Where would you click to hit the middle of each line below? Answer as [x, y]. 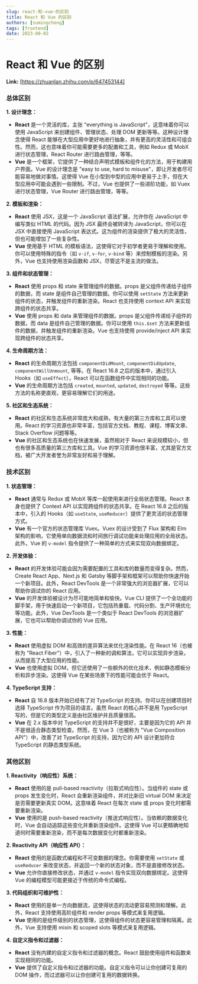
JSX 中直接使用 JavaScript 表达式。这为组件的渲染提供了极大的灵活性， [102, 231]
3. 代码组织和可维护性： [35, 892]
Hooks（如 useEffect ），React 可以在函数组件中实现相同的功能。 [93, 378]
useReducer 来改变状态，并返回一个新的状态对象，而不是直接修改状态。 [101, 865]
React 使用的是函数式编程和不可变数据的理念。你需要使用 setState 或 [99, 858]
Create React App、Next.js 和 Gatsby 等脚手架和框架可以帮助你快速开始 [102, 576]
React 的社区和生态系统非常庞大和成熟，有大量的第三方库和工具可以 [98, 418]
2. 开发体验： [22, 555]
